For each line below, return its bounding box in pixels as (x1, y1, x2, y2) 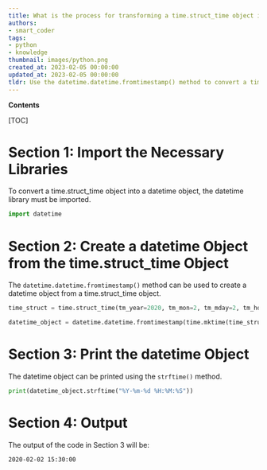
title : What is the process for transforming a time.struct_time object (8, 11, 254, 20)
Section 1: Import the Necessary (8, 143, 225, 161)
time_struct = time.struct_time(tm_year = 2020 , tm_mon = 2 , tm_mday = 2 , (8, 304, 240, 313)
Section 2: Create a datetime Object (8, 237, 249, 255)
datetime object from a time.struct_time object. (8, 289, 161, 298)
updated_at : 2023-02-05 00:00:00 (8, 71, 119, 79)
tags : (8, 33, 26, 42)
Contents (8, 100, 40, 110)
